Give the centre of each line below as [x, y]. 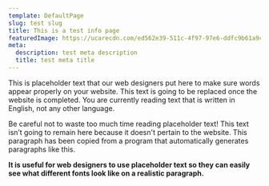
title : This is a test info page [64, 30]
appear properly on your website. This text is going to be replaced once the [133, 91]
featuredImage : [34, 38]
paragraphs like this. [42, 149]
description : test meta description [76, 53]
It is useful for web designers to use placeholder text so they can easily [129, 164]
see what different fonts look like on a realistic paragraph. [106, 173]
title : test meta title [55, 61]
